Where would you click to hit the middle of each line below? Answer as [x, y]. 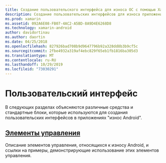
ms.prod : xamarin [23, 19]
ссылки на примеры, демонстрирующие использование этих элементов [82, 150]
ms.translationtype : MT [30, 55]
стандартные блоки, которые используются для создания [66, 112]
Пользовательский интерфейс [71, 94]
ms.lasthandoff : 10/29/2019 [34, 65]
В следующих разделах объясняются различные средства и [69, 107]
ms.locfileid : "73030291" [32, 69]
